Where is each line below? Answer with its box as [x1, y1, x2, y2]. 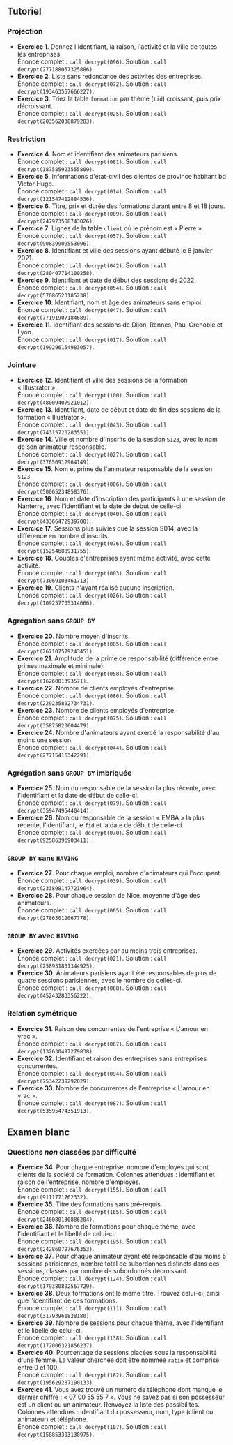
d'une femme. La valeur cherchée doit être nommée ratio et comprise [17, 1356, 220, 1364]
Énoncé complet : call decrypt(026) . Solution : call [17, 591, 167, 600]
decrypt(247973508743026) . [17, 216, 95, 225]
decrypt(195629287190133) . [17, 1378, 95, 1386]
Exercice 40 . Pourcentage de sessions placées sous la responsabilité [17, 1349, 217, 1357]
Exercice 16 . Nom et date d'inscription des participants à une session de [17, 495, 226, 503]
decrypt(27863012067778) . [17, 914, 92, 922]
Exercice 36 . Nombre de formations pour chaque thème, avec [17, 1222, 196, 1231]
